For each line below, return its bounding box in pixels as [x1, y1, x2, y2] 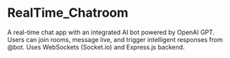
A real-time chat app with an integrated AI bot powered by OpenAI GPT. [7, 28, 215, 36]
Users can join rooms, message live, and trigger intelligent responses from [7, 35, 223, 43]
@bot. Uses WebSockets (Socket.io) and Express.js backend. [7, 43, 185, 51]
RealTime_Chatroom [7, 5, 129, 21]
